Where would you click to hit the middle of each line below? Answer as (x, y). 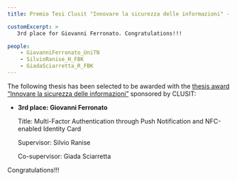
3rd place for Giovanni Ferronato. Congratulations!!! (99, 33)
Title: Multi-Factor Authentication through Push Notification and (110, 121)
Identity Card (62, 128)
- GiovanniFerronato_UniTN (60, 53)
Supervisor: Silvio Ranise (54, 142)
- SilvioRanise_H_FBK (52, 60)
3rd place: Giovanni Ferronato (62, 107)
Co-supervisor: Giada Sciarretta (64, 156)
